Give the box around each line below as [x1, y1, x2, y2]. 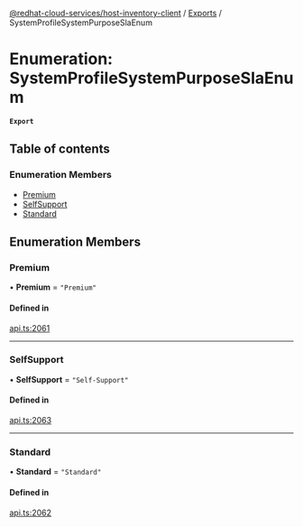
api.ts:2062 [9, 507, 52, 518]
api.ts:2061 [9, 322, 50, 333]
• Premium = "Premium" [9, 282, 97, 292]
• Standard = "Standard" [9, 467, 102, 477]
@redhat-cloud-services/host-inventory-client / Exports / [9, 8, 223, 18]
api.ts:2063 [9, 415, 52, 426]
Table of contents [9, 142, 110, 157]
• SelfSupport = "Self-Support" [9, 374, 129, 384]
